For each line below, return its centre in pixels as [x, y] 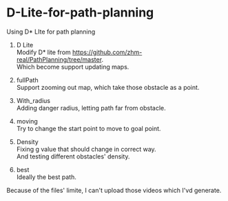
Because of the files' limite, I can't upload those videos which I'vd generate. [114, 190]
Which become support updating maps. [73, 67]
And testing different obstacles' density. [73, 156]
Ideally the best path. [46, 177]
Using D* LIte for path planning [51, 32]
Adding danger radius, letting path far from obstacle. [91, 108]
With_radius [33, 100]
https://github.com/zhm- [107, 52]
